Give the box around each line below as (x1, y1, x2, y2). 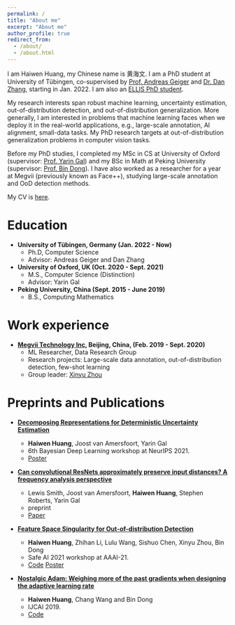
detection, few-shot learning (27, 363, 111, 371)
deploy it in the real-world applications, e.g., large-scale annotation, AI (7, 121, 211, 129)
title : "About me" (7, 17, 61, 24)
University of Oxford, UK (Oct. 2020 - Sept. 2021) (17, 262, 164, 271)
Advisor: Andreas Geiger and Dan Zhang (27, 255, 145, 264)
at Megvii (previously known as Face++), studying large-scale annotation (7, 171, 218, 180)
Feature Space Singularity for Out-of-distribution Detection (17, 524, 194, 533)
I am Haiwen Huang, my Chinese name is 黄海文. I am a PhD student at (7, 69, 211, 78)
